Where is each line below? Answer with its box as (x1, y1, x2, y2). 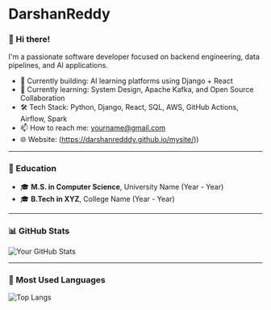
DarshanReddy (8, 5, 110, 23)
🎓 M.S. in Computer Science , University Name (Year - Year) (19, 182, 224, 191)
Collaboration (19, 94, 65, 103)
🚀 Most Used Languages (8, 274, 106, 285)
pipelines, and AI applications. (8, 61, 109, 70)
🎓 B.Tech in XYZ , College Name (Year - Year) (19, 194, 175, 203)
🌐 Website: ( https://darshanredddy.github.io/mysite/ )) (19, 135, 199, 145)
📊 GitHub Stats (8, 225, 70, 237)
